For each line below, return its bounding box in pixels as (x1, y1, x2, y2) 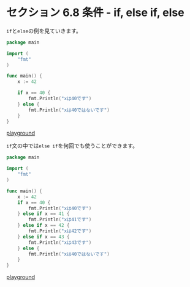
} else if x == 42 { (17, 222, 70, 229)
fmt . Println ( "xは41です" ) (28, 216, 92, 223)
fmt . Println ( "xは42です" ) (28, 228, 92, 234)
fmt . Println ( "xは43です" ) (28, 239, 92, 246)
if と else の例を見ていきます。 (6, 27, 82, 34)
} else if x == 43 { (17, 234, 70, 240)
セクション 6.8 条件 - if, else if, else (6, 6, 185, 20)
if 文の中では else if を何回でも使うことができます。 (6, 142, 139, 149)
